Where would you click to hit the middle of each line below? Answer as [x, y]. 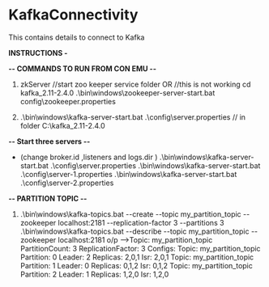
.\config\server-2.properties [67, 183]
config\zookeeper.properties [68, 101]
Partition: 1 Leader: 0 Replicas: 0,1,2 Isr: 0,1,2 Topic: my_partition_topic [136, 265]
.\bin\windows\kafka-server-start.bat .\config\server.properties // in [132, 117]
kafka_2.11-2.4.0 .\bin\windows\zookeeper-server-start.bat [117, 93]
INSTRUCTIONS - [38, 53]
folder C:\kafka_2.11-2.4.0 [62, 125]
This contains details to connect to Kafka [77, 37]
